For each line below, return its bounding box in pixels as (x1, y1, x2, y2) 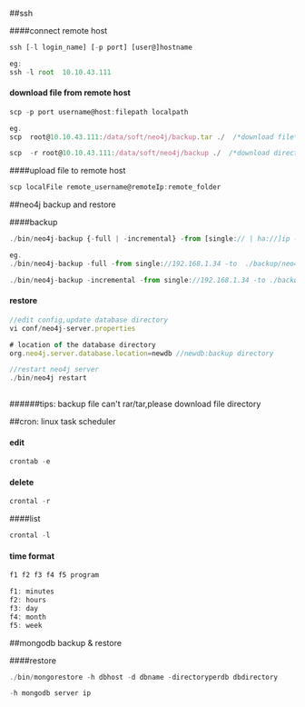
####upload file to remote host (9, 165, 126, 176)
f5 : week (9, 621, 43, 630)
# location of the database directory (9, 340, 156, 349)
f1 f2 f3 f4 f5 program (9, 571, 100, 580)
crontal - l (9, 531, 51, 540)
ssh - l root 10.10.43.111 (9, 67, 112, 76)
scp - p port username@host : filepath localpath (9, 107, 189, 116)
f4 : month (9, 612, 47, 622)
